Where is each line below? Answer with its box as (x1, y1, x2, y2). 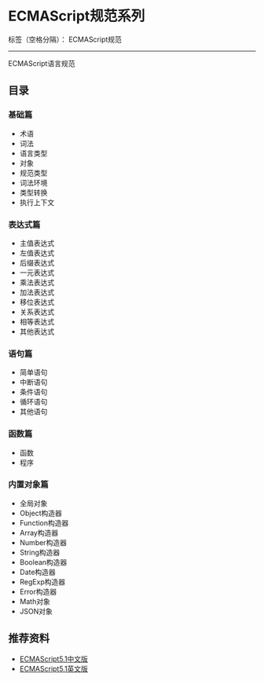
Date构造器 (19, 567, 57, 577)
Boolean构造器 (19, 557, 68, 566)
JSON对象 (19, 606, 53, 616)
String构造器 (19, 547, 60, 557)
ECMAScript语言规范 (8, 58, 75, 68)
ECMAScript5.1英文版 (19, 664, 89, 673)
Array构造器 (19, 528, 59, 537)
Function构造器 (19, 518, 69, 527)
